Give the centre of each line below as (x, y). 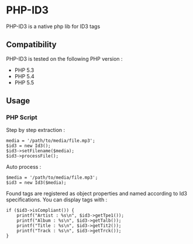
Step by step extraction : (36, 130)
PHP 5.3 (24, 70)
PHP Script (22, 117)
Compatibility (31, 45)
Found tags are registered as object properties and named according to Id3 (96, 194)
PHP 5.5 (24, 82)
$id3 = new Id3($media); (36, 183)
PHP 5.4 (25, 76)
